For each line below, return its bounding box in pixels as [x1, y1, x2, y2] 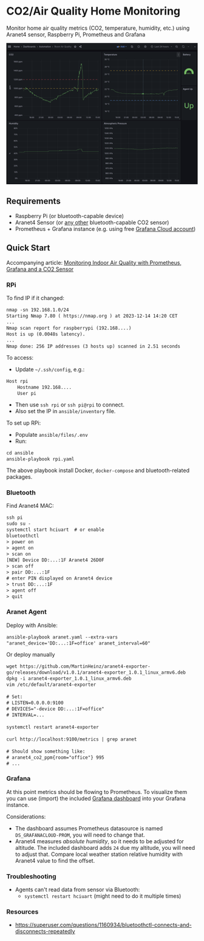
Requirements [6, 196, 61, 207]
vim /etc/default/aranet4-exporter [6, 682, 97, 688]
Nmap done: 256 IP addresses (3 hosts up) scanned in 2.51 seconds [6, 343, 181, 349]
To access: [6, 354, 34, 361]
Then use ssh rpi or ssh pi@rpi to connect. [15, 401, 124, 408]
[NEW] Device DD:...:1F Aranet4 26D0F [6, 557, 104, 563]
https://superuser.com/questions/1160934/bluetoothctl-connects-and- [15, 922, 192, 929]
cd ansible [6, 450, 34, 456]
